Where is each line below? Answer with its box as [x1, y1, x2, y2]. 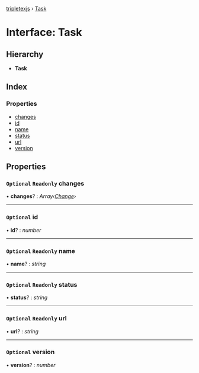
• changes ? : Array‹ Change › [6, 193, 76, 200]
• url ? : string [6, 327, 38, 335]
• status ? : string [6, 294, 48, 301]
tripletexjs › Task [6, 5, 47, 12]
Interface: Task [6, 26, 82, 39]
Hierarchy [6, 49, 44, 59]
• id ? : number [6, 226, 41, 233]
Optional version [6, 348, 55, 356]
